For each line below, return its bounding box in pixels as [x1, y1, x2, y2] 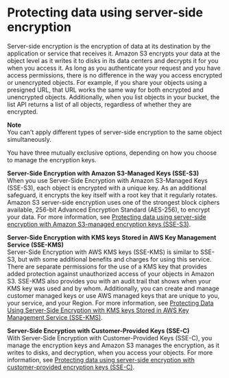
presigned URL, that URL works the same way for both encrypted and [7, 86, 204, 94]
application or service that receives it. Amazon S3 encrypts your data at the [7, 49, 221, 58]
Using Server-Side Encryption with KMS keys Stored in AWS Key [7, 306, 190, 314]
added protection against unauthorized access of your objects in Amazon [7, 269, 215, 278]
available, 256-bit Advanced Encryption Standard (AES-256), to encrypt [7, 205, 210, 214]
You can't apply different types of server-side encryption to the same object [7, 128, 222, 136]
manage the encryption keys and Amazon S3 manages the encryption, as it [7, 341, 219, 349]
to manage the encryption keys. [7, 155, 97, 164]
